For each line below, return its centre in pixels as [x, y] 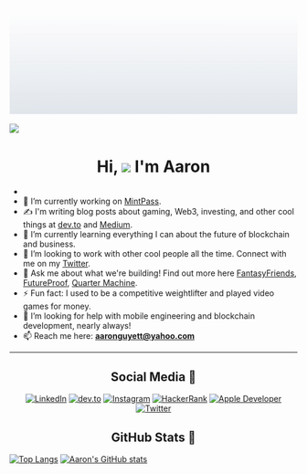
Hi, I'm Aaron [153, 166]
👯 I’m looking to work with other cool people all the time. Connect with [154, 254]
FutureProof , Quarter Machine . [80, 283]
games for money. [57, 306]
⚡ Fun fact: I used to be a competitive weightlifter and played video [148, 293]
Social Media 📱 [153, 377]
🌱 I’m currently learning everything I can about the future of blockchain [156, 235]
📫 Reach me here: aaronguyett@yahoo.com [108, 336]
